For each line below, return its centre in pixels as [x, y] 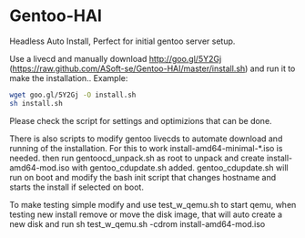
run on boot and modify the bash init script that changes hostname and [143, 177]
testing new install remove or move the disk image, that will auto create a [146, 214]
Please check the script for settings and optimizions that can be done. [141, 120]
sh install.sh [36, 103]
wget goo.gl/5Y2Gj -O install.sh [73, 95]
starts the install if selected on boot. [76, 187]
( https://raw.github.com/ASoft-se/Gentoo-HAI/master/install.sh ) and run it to [152, 68]
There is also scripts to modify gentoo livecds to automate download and [146, 139]
